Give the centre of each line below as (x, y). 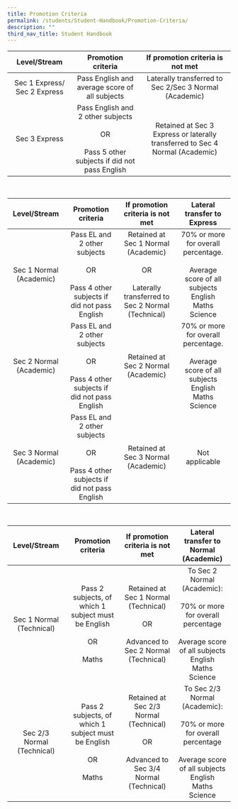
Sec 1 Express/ (39, 83)
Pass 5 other (105, 152)
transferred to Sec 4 (185, 143)
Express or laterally (185, 134)
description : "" (31, 27)
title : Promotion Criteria (47, 14)
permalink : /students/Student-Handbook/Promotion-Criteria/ (98, 21)
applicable (203, 462)
